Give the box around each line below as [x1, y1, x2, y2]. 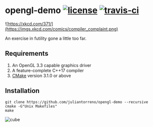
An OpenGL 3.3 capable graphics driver [12, 62, 92, 68]
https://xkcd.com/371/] [8, 21, 53, 27]
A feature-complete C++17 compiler [12, 67, 84, 73]
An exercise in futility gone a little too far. [5, 35, 87, 41]
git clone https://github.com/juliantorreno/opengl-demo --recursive [5, 99, 149, 104]
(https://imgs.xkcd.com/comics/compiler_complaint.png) [5, 26, 119, 32]
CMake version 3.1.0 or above [12, 73, 71, 79]
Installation [5, 87, 40, 95]
